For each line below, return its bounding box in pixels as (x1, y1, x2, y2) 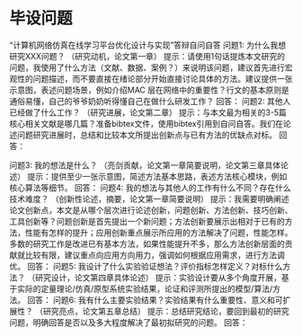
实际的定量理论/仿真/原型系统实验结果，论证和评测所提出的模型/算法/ (16, 283, 273, 294)
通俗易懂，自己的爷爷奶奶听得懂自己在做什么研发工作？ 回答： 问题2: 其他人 (9, 95, 291, 106)
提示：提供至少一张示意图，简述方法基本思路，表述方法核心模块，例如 (26, 171, 288, 181)
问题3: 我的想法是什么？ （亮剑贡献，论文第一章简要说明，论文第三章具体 (9, 159, 281, 171)
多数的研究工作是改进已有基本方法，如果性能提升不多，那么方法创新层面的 (9, 238, 285, 249)
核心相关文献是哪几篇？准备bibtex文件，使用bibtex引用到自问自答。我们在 (9, 118, 283, 128)
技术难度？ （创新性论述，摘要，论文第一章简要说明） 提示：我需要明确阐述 (9, 193, 289, 204)
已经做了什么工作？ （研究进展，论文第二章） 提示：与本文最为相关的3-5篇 (9, 107, 288, 118)
